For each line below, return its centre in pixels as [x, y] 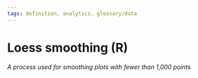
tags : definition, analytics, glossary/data [72, 13]
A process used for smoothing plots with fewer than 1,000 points [99, 67]
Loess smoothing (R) [68, 47]
